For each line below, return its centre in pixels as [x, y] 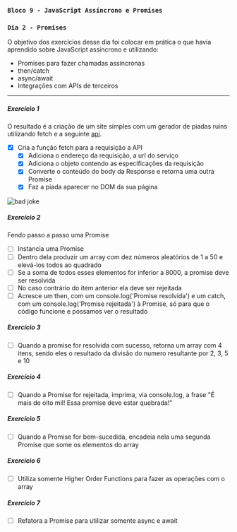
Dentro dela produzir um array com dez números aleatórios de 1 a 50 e [120, 256]
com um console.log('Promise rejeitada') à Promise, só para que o [114, 304]
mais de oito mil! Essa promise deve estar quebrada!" [95, 403]
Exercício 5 [24, 419]
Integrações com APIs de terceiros [68, 86]
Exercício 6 [24, 461]
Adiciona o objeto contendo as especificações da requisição [116, 164]
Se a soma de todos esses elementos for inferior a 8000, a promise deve [123, 272]
